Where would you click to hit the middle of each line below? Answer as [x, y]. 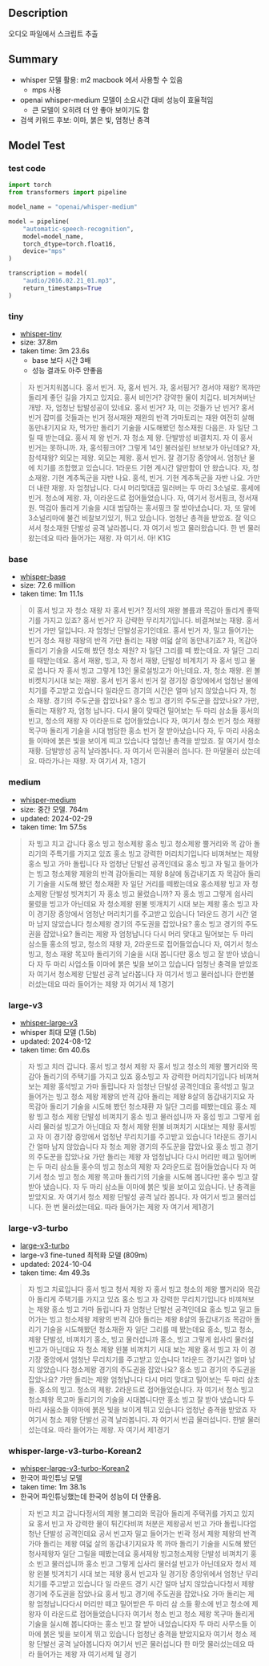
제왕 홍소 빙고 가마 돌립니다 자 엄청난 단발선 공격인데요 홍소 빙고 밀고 [144, 1310]
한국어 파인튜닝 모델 [51, 1478]
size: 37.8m [38, 342]
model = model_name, [53, 236]
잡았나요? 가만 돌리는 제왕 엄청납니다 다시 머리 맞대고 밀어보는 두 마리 [137, 1379]
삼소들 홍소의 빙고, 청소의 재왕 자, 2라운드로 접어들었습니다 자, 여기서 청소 [143, 943]
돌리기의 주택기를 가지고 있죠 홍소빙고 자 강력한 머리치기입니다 [140, 1076]
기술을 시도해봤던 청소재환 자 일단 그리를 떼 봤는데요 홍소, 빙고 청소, [149, 1330]
